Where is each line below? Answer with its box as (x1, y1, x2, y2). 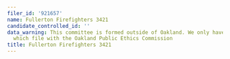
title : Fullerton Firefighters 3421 (7, 41, 112, 48)
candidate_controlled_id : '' (7, 22, 90, 29)
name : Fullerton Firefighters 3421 (7, 16, 109, 23)
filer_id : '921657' (7, 9, 63, 17)
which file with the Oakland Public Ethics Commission (13, 35, 173, 42)
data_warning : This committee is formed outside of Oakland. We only (7, 28, 210, 36)
